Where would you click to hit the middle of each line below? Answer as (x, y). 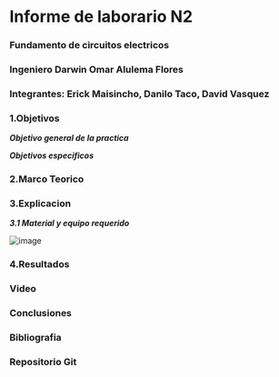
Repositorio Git (43, 362)
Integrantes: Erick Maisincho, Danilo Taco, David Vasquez (139, 94)
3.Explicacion (40, 203)
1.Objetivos (35, 118)
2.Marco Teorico (47, 179)
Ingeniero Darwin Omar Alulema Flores (97, 70)
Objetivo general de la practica (69, 138)
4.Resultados (40, 264)
